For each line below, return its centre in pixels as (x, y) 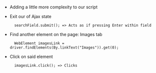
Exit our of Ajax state (31, 16)
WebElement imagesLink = (39, 43)
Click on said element (31, 56)
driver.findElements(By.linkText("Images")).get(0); (64, 48)
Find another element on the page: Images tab (56, 34)
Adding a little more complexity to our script (53, 7)
